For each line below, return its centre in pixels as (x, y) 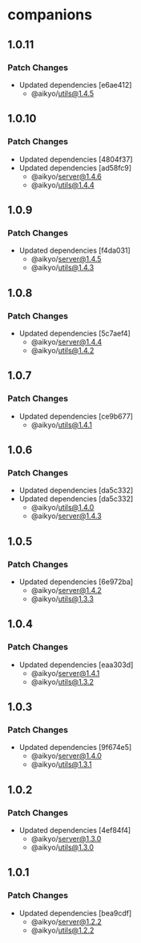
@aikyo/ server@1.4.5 (66, 259)
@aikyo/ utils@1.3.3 (62, 599)
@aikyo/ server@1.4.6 (66, 176)
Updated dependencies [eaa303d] (76, 665)
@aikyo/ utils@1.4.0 (62, 508)
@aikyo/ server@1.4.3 (66, 516)
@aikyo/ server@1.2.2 (66, 921)
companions (50, 15)
